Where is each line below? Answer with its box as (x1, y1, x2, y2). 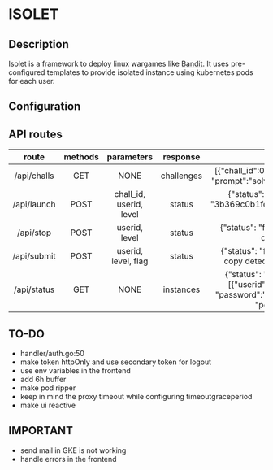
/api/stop (16, 227, 52, 238)
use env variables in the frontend (19, 366, 132, 376)
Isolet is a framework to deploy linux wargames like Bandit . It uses (8, 59, 229, 68)
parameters (106, 151, 153, 163)
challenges (160, 170, 203, 181)
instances (162, 284, 201, 295)
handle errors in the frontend (19, 454, 117, 463)
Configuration (8, 99, 81, 114)
